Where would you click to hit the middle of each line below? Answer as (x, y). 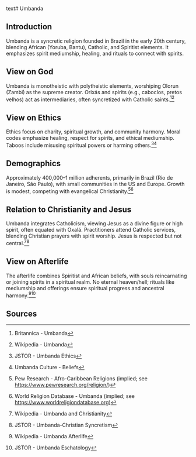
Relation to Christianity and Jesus (69, 209)
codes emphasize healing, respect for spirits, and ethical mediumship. (90, 138)
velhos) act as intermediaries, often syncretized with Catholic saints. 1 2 (90, 99)
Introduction (29, 27)
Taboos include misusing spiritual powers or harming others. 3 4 (81, 145)
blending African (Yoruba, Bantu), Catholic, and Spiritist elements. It (87, 47)
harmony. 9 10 (21, 295)
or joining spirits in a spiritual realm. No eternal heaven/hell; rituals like (90, 282)
